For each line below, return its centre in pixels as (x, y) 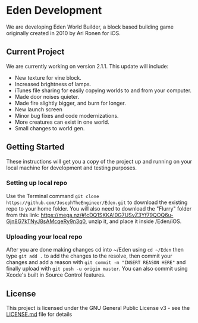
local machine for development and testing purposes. (72, 168)
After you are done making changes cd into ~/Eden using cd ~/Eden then (95, 250)
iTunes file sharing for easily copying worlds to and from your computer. (103, 90)
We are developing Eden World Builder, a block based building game (90, 27)
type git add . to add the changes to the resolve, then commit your (89, 256)
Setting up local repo (37, 183)
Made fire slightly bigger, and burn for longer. (70, 103)
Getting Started (35, 147)
